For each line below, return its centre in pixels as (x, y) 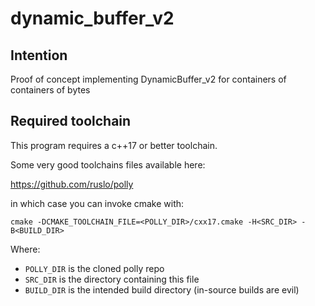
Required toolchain (71, 121)
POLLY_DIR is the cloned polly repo (94, 268)
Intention (39, 55)
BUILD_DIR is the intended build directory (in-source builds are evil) (162, 289)
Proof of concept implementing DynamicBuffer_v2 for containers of (148, 79)
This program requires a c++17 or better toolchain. (114, 145)
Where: (25, 249)
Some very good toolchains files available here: (108, 164)
